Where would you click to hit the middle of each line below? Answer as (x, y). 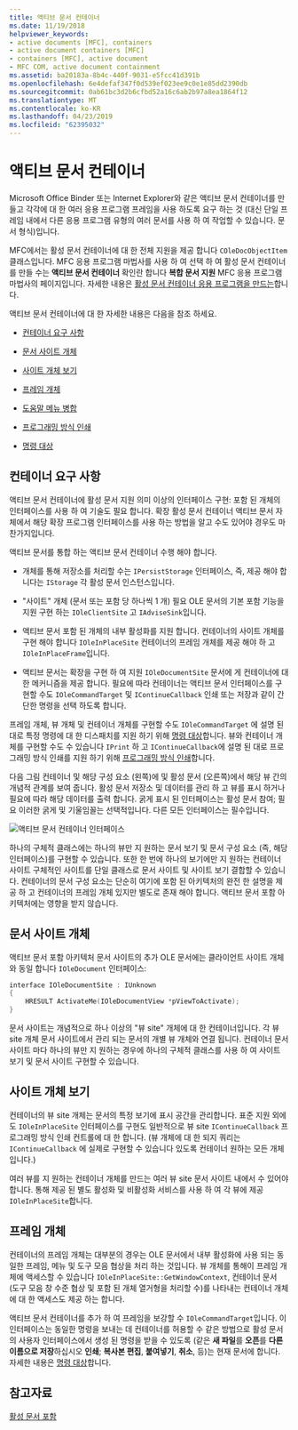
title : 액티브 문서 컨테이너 (55, 17)
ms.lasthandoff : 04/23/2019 (61, 116)
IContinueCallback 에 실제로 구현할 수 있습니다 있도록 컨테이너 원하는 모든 (139, 1148)
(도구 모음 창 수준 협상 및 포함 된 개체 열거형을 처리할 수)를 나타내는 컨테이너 (141, 1288)
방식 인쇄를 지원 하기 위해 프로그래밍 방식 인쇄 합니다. (124, 758)
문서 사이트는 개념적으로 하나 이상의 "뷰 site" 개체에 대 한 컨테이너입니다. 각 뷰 (144, 1028)
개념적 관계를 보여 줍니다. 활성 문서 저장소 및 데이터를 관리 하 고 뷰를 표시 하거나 (147, 787)
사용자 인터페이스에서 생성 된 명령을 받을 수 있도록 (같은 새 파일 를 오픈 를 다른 (151, 1340)
